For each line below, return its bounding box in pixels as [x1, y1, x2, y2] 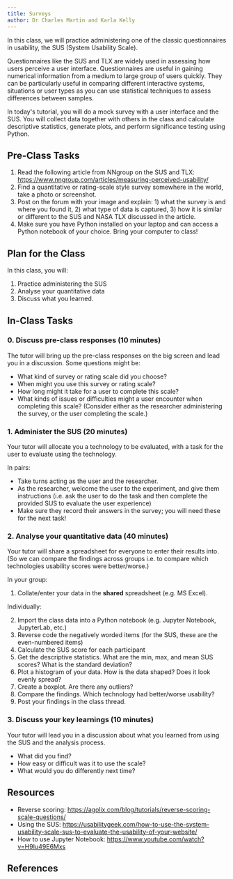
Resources [7, 787, 55, 799]
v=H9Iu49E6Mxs [17, 842, 66, 850]
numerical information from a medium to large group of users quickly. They [7, 71, 223, 80]
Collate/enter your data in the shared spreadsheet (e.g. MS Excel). [17, 589, 208, 597]
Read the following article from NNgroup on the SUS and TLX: [17, 168, 195, 176]
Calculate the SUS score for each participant [17, 645, 146, 654]
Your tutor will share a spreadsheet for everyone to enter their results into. [7, 547, 219, 556]
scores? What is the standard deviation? [17, 660, 132, 669]
